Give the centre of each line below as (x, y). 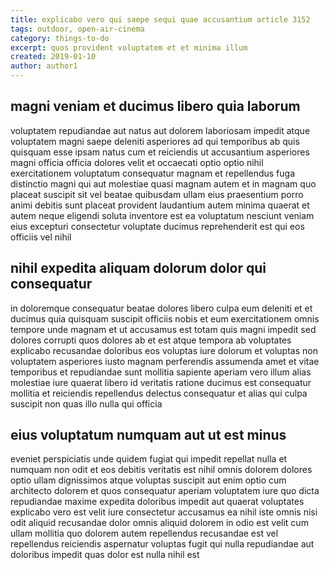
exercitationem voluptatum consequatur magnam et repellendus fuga (153, 173)
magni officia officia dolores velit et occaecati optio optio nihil (137, 162)
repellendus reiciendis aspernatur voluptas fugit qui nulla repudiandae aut (162, 544)
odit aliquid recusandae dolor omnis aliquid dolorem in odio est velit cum (159, 523)
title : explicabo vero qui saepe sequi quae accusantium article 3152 (160, 19)
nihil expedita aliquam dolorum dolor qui (138, 268)
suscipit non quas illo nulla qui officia (86, 403)
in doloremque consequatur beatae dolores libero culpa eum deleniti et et (161, 308)
